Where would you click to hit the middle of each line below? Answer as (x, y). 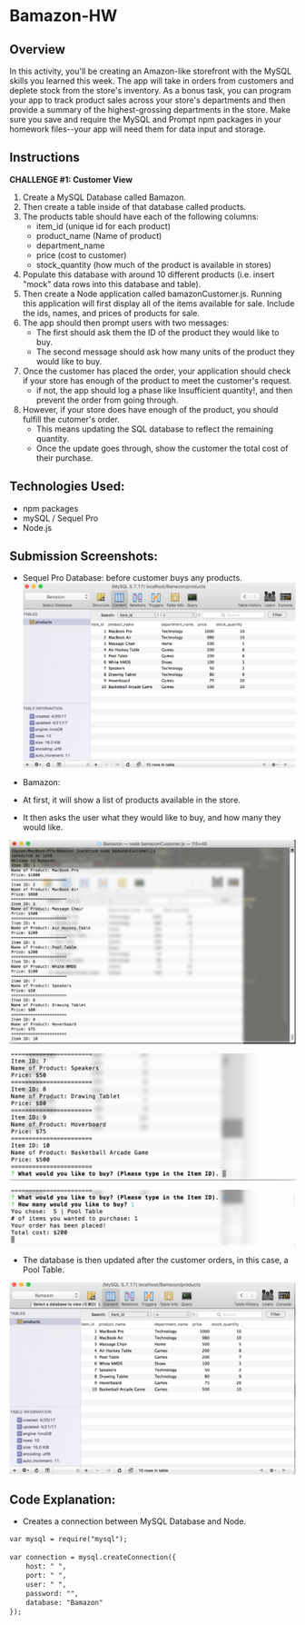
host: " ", (46, 1567)
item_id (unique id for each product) (103, 226)
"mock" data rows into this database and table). (112, 284)
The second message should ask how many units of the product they (165, 352)
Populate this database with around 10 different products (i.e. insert (148, 274)
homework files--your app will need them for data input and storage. (138, 129)
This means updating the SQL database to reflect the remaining (155, 429)
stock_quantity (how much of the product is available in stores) (154, 264)
